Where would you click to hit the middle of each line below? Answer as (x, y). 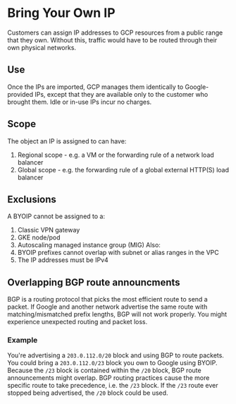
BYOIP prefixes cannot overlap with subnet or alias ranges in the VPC (118, 253)
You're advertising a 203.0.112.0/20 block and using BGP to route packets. (116, 355)
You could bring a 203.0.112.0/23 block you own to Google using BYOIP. (112, 363)
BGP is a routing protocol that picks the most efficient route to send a (107, 299)
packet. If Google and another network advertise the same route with (107, 307)
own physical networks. (42, 47)
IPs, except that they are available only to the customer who (122, 94)
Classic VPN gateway (49, 230)
